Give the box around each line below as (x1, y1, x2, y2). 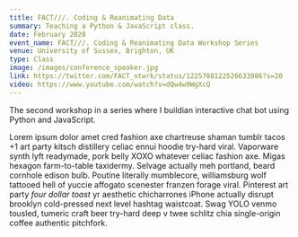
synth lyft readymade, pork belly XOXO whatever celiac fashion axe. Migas (9, 150, 285, 162)
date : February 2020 (9, 30, 87, 39)
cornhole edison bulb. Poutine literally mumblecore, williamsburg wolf (9, 170, 267, 180)
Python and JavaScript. (9, 114, 96, 125)
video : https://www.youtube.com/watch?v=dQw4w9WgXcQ (9, 80, 211, 89)
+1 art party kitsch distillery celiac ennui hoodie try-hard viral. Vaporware (9, 141, 279, 152)
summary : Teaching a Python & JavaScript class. (9, 22, 195, 31)
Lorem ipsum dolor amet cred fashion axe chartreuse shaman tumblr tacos (9, 131, 285, 142)
